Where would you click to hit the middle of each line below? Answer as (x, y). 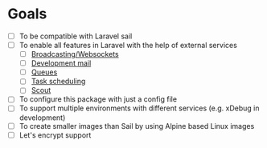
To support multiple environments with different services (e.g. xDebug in (139, 108)
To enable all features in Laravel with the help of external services (128, 45)
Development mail (61, 63)
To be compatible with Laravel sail (76, 36)
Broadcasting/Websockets (75, 54)
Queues (44, 72)
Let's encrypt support (55, 135)
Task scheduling (58, 82)
